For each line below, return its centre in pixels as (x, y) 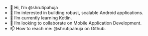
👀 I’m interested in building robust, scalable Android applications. (76, 13)
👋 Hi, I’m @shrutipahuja (34, 8)
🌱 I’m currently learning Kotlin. (41, 18)
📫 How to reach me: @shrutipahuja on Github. (58, 28)
